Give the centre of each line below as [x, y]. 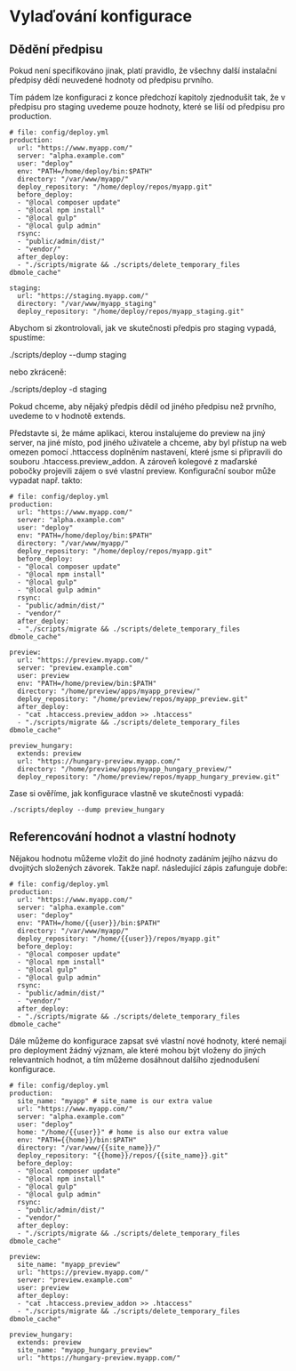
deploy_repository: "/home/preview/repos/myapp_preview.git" [133, 699]
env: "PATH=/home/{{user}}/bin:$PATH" [89, 923]
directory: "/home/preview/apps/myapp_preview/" [109, 691]
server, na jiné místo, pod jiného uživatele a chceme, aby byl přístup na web [148, 443]
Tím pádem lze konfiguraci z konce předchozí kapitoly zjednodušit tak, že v [148, 97]
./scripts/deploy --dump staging [68, 355]
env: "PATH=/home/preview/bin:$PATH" [87, 683]
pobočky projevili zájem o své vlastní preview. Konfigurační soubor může [143, 471]
